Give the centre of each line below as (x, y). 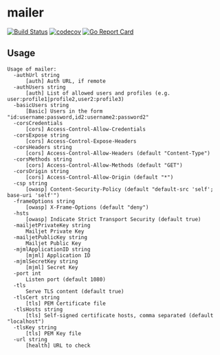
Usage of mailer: (32, 69)
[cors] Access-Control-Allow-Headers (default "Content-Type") (118, 153)
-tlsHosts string (38, 309)
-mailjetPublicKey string (51, 237)
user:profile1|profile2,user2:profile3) (66, 99)
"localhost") (26, 321)
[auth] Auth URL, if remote (66, 81)
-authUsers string (40, 87)
